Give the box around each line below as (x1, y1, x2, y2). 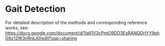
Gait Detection (5, 3, 66, 15)
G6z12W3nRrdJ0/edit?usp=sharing (5, 35, 77, 41)
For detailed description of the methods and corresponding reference (5, 20, 148, 25)
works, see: (5, 24, 29, 30)
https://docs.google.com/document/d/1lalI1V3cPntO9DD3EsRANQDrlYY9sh (5, 30, 160, 36)
